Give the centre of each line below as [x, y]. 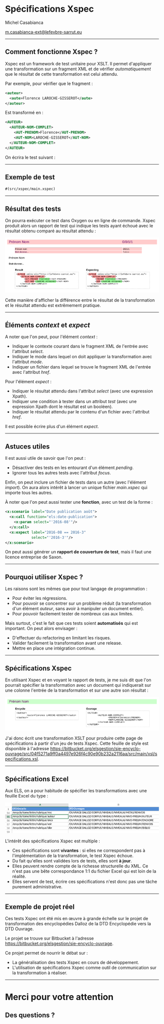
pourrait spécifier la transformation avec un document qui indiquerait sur [78, 685]
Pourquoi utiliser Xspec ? [44, 577]
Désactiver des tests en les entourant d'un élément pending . [73, 468]
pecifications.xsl [21, 759]
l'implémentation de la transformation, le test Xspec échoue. [73, 856]
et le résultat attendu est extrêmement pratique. [53, 305]
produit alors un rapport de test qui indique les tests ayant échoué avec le [79, 226]
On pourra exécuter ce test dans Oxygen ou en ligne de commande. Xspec [80, 221]
